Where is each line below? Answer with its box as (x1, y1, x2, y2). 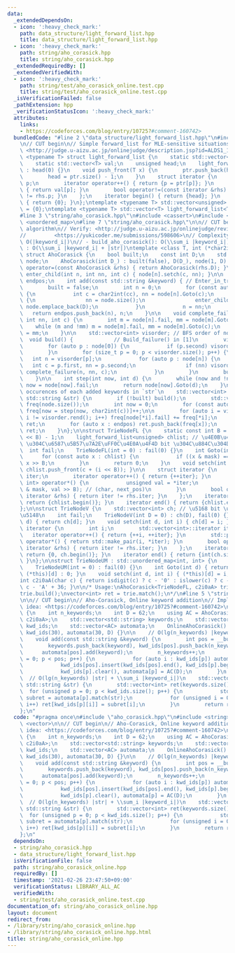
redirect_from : (7, 916, 52, 923)
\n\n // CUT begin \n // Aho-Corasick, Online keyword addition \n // (20, 596, 215, 603)
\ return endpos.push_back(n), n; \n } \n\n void (20, 310, 187, 317)
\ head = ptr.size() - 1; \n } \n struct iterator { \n (20, 173, 218, 180)
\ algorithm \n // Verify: (20, 225, 92, 232)
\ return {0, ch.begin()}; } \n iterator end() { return (20, 551, 196, 558)
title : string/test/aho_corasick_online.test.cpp (20, 88, 168, 95)
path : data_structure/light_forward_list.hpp (20, 29, 155, 37)
